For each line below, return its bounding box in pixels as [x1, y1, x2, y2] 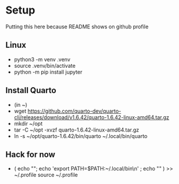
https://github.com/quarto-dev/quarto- [28, 107, 121, 114]
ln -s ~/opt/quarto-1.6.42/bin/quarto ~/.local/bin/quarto [13, 132, 148, 139]
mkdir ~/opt [13, 120, 43, 127]
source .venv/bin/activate [13, 62, 76, 69]
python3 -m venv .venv [13, 55, 71, 63]
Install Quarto [5, 86, 56, 96]
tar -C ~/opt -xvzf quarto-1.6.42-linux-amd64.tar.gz [13, 126, 139, 133]
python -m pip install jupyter [13, 68, 83, 75]
